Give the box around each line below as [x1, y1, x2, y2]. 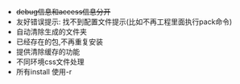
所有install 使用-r [15, 67, 72, 76]
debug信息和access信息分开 [15, 7, 111, 16]
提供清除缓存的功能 [15, 47, 81, 56]
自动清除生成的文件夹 [15, 27, 87, 36]
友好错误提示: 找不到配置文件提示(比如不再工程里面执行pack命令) [15, 17, 233, 26]
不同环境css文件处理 [15, 57, 85, 66]
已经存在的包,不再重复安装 [15, 37, 103, 46]
